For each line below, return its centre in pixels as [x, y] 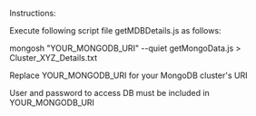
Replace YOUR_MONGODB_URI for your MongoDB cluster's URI [128, 75]
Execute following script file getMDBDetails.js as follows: [115, 30]
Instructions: [33, 13]
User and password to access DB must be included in [110, 93]
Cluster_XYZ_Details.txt [54, 58]
